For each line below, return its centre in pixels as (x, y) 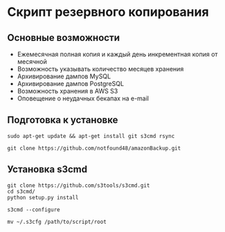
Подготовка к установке (63, 120)
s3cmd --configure (34, 209)
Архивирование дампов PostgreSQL (71, 83)
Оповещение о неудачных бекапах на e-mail (83, 98)
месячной (32, 62)
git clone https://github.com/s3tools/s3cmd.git (79, 185)
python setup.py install (43, 197)
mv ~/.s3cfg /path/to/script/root (57, 222)
